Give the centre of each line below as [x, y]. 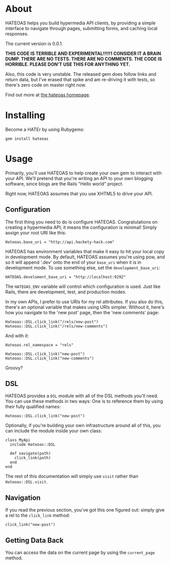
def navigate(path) [30, 454]
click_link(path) [33, 458]
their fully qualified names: [33, 407]
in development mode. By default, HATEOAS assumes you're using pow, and [85, 257]
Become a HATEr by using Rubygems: [45, 129]
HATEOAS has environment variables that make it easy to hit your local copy [85, 251]
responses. [17, 34]
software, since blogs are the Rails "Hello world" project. [64, 184]
